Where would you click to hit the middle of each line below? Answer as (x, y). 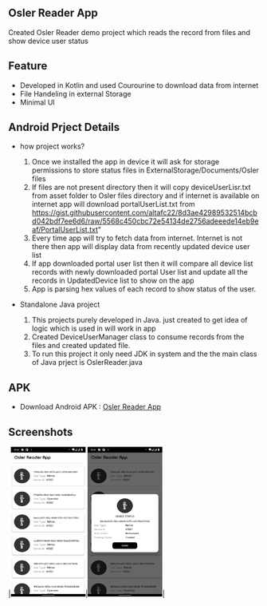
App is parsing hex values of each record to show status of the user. (144, 289)
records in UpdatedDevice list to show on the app (113, 281)
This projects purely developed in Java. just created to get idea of (139, 320)
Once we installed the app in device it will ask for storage (126, 162)
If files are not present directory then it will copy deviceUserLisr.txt (141, 188)
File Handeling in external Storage (75, 93)
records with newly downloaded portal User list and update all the (140, 272)
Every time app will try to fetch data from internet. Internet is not (137, 238)
